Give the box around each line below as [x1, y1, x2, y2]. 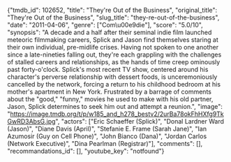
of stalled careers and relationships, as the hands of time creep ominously [7, 58, 221, 66]
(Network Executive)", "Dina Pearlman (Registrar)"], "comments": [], [7, 140, 203, 147]
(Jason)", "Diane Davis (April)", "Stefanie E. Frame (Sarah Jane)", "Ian [7, 125, 207, 133]
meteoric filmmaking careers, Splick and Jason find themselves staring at [7, 36, 218, 44]
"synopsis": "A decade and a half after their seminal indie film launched [7, 28, 212, 36]
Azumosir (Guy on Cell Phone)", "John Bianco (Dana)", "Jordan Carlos [7, 132, 207, 140]
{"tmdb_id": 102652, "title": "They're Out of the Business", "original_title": [7, 6, 218, 14]
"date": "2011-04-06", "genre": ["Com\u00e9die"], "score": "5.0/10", [7, 21, 204, 29]
